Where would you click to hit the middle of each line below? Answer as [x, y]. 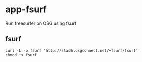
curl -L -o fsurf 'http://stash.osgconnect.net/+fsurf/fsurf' [72, 51]
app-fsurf [26, 9]
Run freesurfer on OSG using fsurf [41, 23]
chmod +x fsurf [21, 55]
